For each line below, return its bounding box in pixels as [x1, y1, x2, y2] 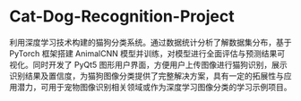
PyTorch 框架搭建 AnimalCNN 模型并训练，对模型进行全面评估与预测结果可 [9, 47, 285, 59]
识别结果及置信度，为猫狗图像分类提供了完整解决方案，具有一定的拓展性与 [9, 70, 284, 81]
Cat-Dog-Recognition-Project [9, 6, 235, 27]
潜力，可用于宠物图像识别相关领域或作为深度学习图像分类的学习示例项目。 [16, 81, 292, 92]
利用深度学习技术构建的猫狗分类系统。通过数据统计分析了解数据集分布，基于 [9, 37, 292, 47]
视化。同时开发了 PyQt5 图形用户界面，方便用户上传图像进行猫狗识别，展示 [9, 59, 288, 70]
